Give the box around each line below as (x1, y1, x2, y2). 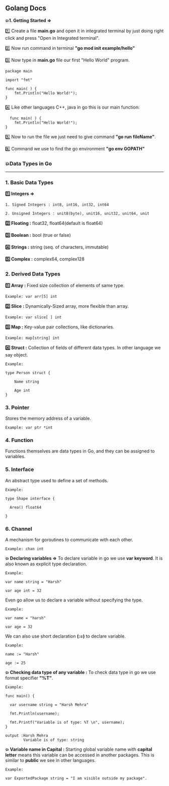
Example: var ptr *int (5, 425, 53, 430)
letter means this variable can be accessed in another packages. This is (5, 752, 154, 758)
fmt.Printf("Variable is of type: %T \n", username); (10, 720, 125, 725)
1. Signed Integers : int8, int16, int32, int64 (5, 202, 109, 208)
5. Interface (5, 466, 34, 473)
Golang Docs (5, 4, 46, 13)
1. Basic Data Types (5, 179, 54, 186)
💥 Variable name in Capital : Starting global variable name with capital (5, 746, 152, 752)
